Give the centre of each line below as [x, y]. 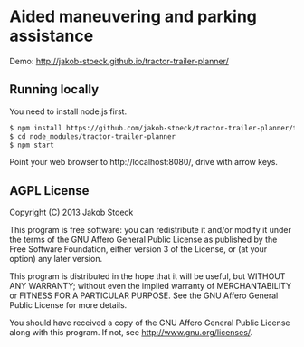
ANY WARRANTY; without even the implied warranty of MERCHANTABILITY [151, 286]
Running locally [54, 89]
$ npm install [36, 128]
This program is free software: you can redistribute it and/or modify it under [150, 230]
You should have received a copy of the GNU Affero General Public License [150, 323]
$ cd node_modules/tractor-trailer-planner [93, 136]
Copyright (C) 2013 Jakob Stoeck [71, 212]
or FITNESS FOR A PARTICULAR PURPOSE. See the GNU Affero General [144, 295]
